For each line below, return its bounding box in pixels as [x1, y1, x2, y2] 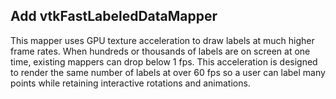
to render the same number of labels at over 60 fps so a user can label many [10, 66, 326, 78]
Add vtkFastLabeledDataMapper [10, 8, 218, 25]
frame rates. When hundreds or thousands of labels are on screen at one [10, 45, 311, 57]
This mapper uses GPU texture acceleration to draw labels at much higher [10, 34, 315, 46]
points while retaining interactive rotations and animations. [10, 77, 251, 89]
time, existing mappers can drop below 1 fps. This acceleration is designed [10, 55, 318, 68]
